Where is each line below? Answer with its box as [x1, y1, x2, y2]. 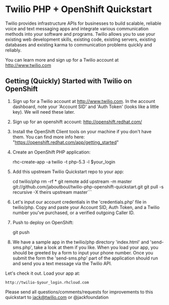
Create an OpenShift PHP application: [12, 149, 91, 155]
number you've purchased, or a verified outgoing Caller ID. [12, 210, 135, 216]
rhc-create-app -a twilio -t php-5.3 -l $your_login [12, 159, 116, 165]
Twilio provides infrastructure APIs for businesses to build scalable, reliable [5, 20, 161, 26]
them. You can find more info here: [12, 134, 85, 140]
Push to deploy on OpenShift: [12, 219, 74, 225]
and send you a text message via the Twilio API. [12, 260, 112, 266]
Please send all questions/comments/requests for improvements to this [5, 289, 153, 295]
